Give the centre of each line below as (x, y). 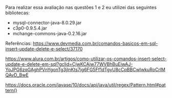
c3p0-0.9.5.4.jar (30, 28)
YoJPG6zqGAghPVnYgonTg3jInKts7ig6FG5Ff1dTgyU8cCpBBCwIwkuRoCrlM (85, 69)
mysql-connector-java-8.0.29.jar (47, 23)
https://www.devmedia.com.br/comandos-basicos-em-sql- (95, 43)
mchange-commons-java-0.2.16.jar (50, 33)
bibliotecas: (17, 13)
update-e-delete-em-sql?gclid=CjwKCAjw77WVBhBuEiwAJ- (69, 64)
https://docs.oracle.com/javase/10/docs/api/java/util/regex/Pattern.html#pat (85, 85)
